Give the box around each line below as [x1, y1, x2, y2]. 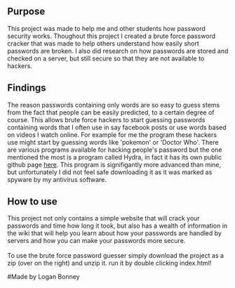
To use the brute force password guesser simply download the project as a [7, 251, 224, 260]
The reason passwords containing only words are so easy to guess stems [7, 100, 220, 109]
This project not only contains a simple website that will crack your [7, 214, 200, 223]
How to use [7, 196, 58, 208]
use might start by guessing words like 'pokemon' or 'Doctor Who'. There [7, 138, 219, 146]
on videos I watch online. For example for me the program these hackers [7, 130, 217, 139]
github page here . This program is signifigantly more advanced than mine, [7, 160, 222, 169]
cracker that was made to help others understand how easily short [7, 39, 200, 48]
